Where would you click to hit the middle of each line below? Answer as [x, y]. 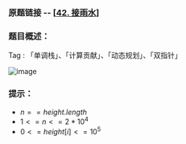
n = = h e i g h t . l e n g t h [53, 112]
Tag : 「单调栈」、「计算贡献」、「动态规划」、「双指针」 [95, 56]
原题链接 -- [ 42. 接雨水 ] [54, 12]
